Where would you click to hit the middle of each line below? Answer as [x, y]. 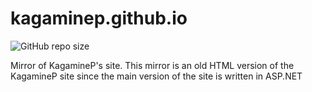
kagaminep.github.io [99, 18]
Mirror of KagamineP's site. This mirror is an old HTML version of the [152, 65]
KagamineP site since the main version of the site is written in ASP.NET [156, 76]
